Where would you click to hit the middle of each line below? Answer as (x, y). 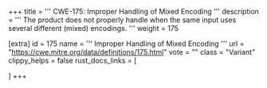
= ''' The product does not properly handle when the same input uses (122, 20)
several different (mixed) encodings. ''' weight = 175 (94, 28)
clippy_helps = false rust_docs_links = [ (73, 60)
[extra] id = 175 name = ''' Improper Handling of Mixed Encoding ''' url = (126, 44)
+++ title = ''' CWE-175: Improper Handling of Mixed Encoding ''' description (133, 11)
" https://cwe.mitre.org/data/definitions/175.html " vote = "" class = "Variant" (132, 52)
